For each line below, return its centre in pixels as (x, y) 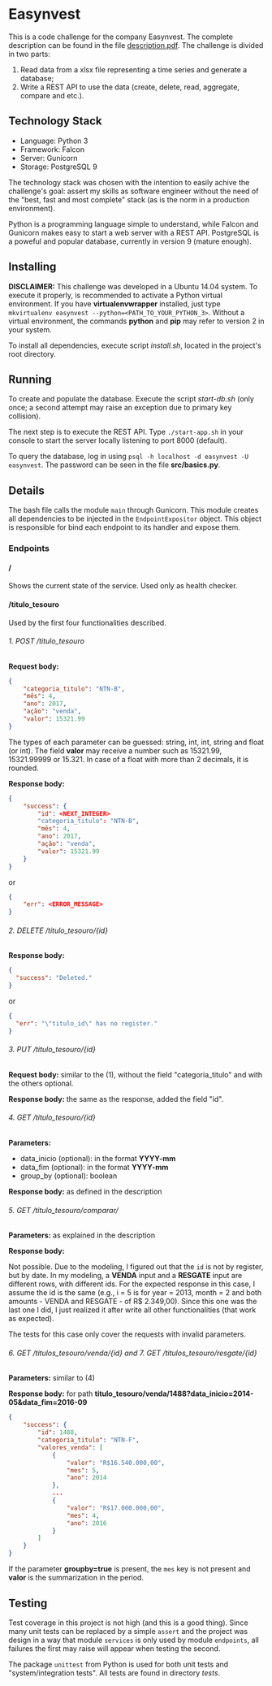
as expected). (31, 1319)
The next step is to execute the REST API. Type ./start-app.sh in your (126, 432)
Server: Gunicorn (49, 158)
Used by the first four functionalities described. (87, 622)
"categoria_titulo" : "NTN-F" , (89, 1440)
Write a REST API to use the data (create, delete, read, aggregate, (130, 87)
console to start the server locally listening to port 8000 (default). (118, 440)
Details (26, 490)
